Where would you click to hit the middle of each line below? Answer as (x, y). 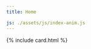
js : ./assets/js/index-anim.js (46, 23)
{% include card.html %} (37, 40)
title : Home (21, 12)
